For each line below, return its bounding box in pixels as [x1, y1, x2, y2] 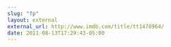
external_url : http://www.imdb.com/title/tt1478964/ [7, 23, 165, 30]
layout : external [7, 17, 58, 23]
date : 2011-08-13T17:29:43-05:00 [7, 29, 105, 37]
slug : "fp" [7, 10, 39, 17]
